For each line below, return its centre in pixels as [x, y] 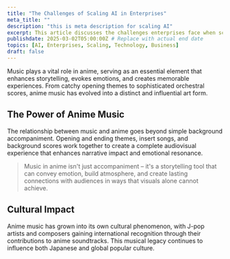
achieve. [36, 188]
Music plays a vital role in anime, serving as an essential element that [104, 71]
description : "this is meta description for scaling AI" [90, 26]
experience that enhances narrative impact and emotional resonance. [105, 153]
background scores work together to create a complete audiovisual [102, 145]
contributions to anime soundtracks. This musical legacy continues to [105, 241]
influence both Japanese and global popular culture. [81, 248]
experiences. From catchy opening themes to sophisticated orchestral [106, 86]
